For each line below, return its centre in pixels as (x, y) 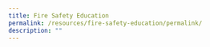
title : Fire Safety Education (59, 16)
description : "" (35, 30)
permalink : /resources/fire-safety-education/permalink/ (105, 23)
